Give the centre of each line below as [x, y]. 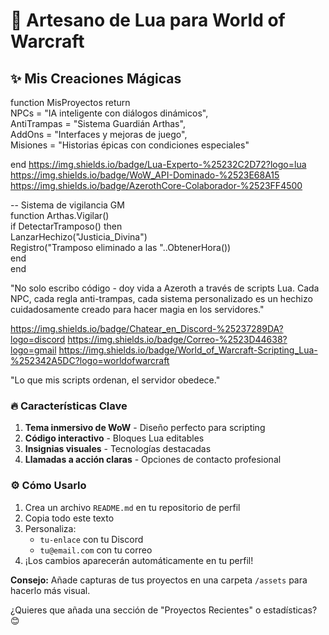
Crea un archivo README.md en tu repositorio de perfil [132, 507]
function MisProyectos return [70, 102]
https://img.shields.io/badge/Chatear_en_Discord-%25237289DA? [147, 328]
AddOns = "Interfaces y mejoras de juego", [99, 134]
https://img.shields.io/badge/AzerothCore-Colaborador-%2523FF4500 [156, 185]
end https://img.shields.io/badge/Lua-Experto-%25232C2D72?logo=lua [158, 164]
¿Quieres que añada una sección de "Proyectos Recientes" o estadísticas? [164, 610]
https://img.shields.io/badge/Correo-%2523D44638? [177, 339]
